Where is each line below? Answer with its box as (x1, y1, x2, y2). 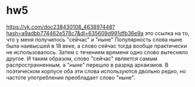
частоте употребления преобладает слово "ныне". (6, 74, 135, 81)
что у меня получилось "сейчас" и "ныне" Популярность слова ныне (6, 36, 182, 43)
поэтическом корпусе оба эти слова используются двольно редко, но (6, 67, 186, 74)
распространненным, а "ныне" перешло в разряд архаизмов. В (6, 61, 169, 69)
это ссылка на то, (144, 29, 190, 36)
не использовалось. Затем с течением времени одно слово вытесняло (6, 48, 188, 55)
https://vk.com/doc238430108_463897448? (6, 23, 115, 30)
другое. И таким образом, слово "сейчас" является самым (6, 55, 158, 62)
